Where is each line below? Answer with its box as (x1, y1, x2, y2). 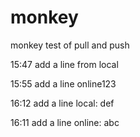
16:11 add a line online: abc (10, 116, 120, 128)
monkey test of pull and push (10, 39, 130, 51)
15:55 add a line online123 (10, 77, 117, 90)
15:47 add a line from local (10, 58, 119, 70)
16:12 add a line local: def (10, 97, 115, 109)
